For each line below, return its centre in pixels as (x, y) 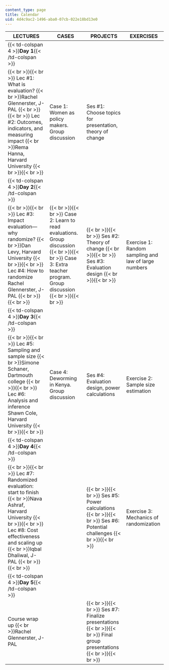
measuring (20, 135)
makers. (59, 125)
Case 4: (59, 372)
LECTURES (26, 36)
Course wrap (23, 619)
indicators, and (25, 128)
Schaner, (18, 369)
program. (60, 277)
